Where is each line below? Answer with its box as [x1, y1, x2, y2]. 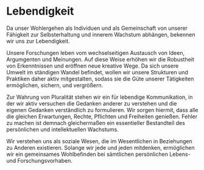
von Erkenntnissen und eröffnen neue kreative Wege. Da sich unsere [6, 62, 179, 69]
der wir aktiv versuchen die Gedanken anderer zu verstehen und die [6, 99, 177, 107]
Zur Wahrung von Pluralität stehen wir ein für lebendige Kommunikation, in [6, 93, 193, 101]
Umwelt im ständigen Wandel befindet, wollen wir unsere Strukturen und [6, 68, 189, 76]
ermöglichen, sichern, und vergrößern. [6, 81, 104, 89]
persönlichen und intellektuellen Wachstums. [6, 126, 119, 133]
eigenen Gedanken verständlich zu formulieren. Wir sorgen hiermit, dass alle [6, 106, 199, 113]
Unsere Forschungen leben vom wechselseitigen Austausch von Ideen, [6, 49, 185, 56]
